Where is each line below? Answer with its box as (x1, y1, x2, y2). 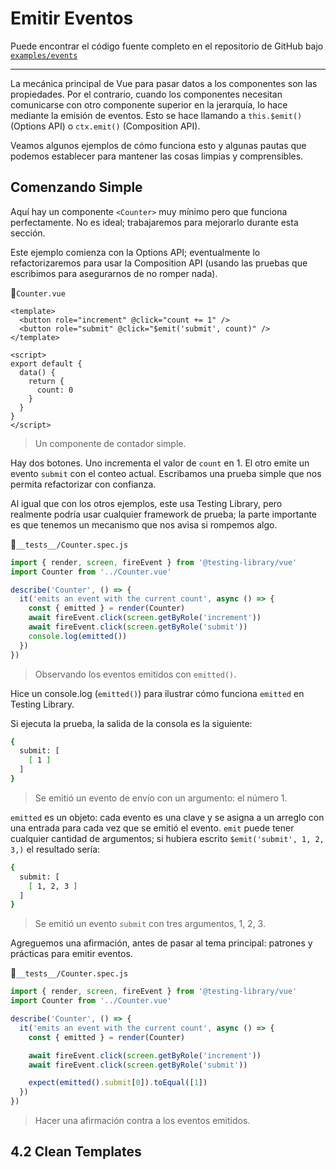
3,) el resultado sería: (10, 843, 101, 855)
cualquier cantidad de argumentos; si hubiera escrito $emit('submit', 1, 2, (10, 832, 325, 844)
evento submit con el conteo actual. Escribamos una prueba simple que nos (10, 467, 322, 479)
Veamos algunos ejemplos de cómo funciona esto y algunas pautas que (10, 139, 307, 151)
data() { (19, 367, 56, 377)
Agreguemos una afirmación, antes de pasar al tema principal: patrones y (10, 937, 313, 949)
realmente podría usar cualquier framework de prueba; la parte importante (10, 508, 318, 520)
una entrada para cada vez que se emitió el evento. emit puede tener (10, 822, 295, 834)
